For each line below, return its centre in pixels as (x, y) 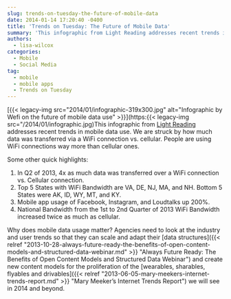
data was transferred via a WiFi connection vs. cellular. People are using (109, 139)
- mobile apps (33, 84)
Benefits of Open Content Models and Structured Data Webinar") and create (115, 259)
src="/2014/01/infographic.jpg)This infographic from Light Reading (101, 124)
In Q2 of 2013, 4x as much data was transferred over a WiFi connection (118, 173)
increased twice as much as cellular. (68, 217)
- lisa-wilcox (33, 45)
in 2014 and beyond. (36, 289)
